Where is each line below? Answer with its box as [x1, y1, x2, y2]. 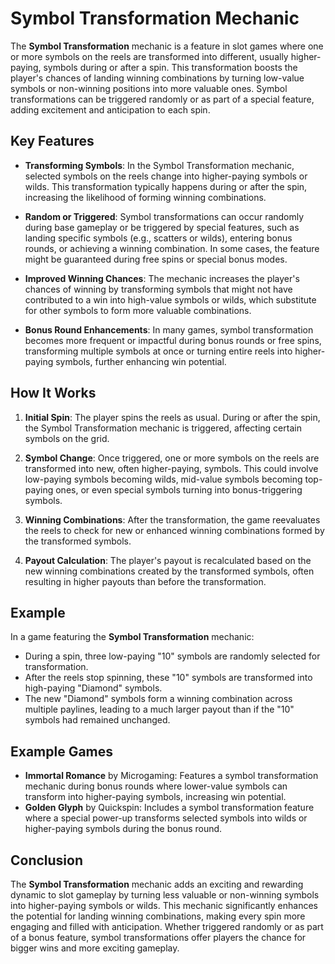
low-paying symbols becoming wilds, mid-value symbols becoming [24, 473, 303, 485]
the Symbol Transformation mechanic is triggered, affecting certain [24, 422, 302, 434]
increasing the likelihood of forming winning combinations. [24, 191, 267, 203]
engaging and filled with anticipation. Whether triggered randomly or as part [10, 921, 324, 932]
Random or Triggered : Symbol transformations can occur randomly [24, 210, 305, 222]
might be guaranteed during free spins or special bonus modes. [24, 253, 288, 265]
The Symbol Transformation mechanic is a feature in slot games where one [10, 40, 324, 52]
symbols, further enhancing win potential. [55, 355, 227, 367]
